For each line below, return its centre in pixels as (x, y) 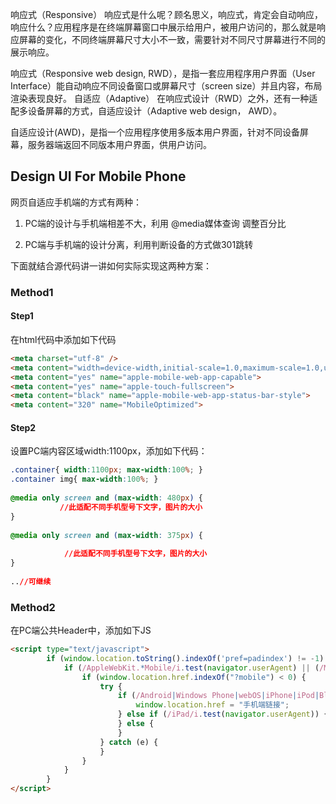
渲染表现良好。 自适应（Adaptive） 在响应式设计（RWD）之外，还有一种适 (164, 98)
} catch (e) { (129, 742)
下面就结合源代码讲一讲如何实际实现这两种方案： (111, 265)
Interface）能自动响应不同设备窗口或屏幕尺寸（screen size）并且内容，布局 (166, 86)
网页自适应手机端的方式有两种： (76, 202)
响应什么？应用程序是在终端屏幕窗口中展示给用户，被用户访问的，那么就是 (163, 27)
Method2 (33, 607)
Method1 (32, 292)
